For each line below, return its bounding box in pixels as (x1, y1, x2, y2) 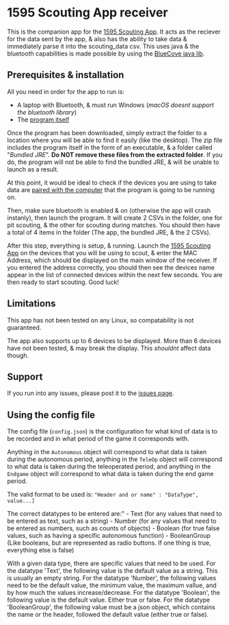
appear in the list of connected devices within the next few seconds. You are (7, 270, 223, 279)
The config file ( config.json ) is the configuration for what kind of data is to (7, 427, 217, 436)
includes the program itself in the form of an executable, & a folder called (7, 143, 213, 152)
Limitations (7, 298, 56, 309)
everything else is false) (7, 546, 75, 554)
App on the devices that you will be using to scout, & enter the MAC (7, 248, 198, 257)
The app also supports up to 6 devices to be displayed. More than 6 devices (7, 336, 221, 344)
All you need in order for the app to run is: (7, 87, 125, 95)
